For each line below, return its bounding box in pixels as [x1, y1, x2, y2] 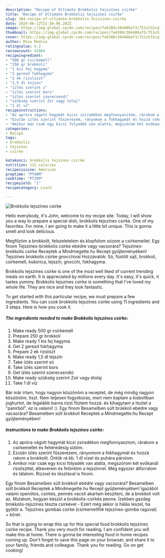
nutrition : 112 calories [5, 162, 56, 167]
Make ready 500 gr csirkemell [12, 328, 73, 334]
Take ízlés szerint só [12, 359, 54, 365]
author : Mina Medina [5, 39, 48, 44]
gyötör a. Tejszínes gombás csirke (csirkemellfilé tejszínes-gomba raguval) [5, 506, 157, 512]
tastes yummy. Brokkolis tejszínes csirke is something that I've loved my [5, 279, 151, 284]
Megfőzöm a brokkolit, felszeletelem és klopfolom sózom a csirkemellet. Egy [5, 238, 160, 244]
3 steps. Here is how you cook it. [5, 304, 72, 310]
